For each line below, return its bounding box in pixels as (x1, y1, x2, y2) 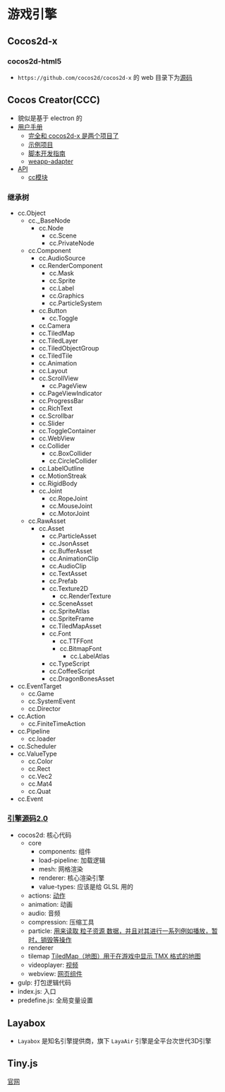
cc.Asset (38, 524, 65, 532)
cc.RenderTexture (59, 592, 111, 600)
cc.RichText (38, 404, 73, 412)
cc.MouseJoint (49, 501, 93, 510)
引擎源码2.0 (7, 814, 48, 823)
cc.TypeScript (49, 659, 90, 668)
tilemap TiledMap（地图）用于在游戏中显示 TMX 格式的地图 (28, 952, 201, 961)
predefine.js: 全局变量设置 (17, 996, 94, 1004)
